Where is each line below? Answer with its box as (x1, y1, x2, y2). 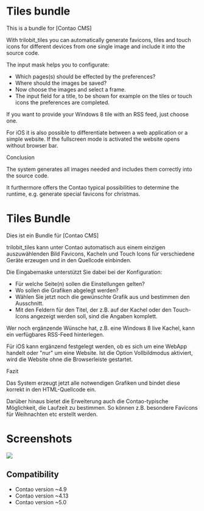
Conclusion (6, 154, 35, 161)
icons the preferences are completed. (15, 99, 110, 106)
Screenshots (6, 432, 72, 446)
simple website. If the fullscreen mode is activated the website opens (6, 135, 180, 143)
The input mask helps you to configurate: (6, 61, 110, 68)
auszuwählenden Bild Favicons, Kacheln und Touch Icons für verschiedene (6, 250, 195, 257)
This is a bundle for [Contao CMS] (6, 24, 92, 32)
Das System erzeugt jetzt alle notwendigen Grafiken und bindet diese (6, 379, 181, 387)
